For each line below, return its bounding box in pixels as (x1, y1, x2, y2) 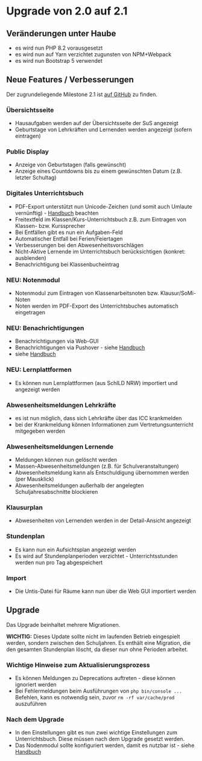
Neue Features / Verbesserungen (6, 74, 134, 85)
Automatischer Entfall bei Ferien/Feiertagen (14, 235, 123, 242)
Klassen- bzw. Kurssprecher (14, 222, 86, 229)
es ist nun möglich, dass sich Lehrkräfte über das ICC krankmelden (14, 414, 182, 421)
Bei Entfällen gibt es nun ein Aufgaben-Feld (14, 228, 123, 236)
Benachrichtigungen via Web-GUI (14, 337, 99, 345)
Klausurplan (6, 504, 43, 512)
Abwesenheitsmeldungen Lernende (6, 442, 114, 451)
